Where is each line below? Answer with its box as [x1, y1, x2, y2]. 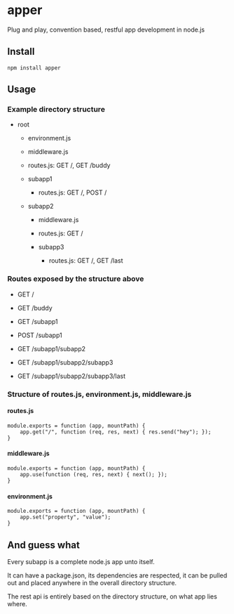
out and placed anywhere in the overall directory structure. [7, 579, 177, 587]
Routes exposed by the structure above [7, 274, 144, 284]
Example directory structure [7, 105, 105, 115]
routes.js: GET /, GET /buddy [27, 161, 111, 170]
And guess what [7, 539, 81, 551]
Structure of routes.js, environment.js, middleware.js [7, 389, 192, 399]
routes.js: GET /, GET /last [48, 256, 124, 265]
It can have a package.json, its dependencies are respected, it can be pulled [7, 571, 228, 580]
